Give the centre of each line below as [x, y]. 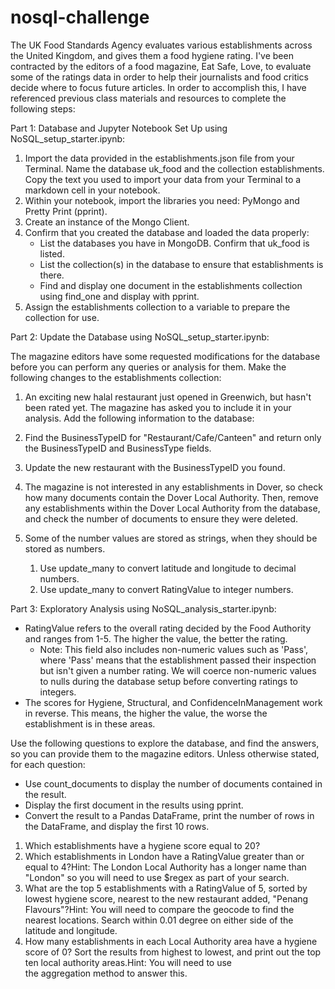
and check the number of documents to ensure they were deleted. [161, 518]
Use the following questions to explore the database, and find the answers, [165, 743]
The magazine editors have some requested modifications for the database [165, 356]
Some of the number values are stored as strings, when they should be [171, 538]
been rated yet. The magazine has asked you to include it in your [158, 407]
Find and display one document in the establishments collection [171, 285]
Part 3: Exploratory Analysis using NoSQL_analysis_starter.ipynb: [143, 608]
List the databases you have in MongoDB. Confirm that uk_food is [174, 243]
